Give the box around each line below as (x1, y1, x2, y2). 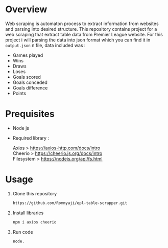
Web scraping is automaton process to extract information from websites (5, 20, 159, 27)
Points (12, 90, 27, 96)
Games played (12, 52, 43, 58)
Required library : (12, 134, 50, 141)
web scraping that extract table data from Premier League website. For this (5, 31, 163, 37)
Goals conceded (12, 79, 47, 85)
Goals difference (12, 84, 48, 91)
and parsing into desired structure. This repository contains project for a (5, 26, 157, 32)
